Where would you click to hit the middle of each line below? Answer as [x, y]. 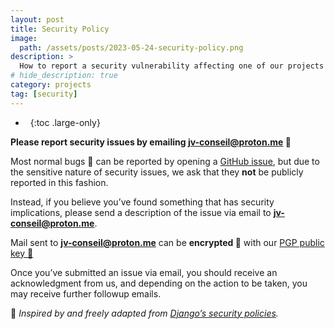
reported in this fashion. [59, 182]
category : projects [51, 85]
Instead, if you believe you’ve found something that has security [142, 202]
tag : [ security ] [44, 94]
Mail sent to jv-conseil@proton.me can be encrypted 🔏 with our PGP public [167, 242]
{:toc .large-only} [65, 122]
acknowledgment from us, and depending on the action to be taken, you [159, 283]
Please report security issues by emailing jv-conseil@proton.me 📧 [151, 142]
